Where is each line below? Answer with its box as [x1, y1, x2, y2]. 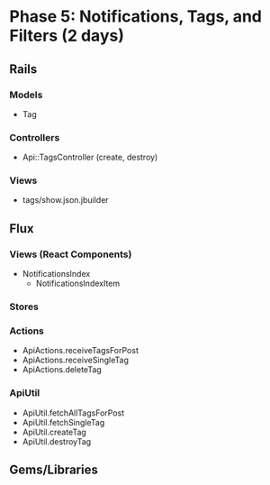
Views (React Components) [9, 248, 132, 261]
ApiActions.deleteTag [22, 364, 102, 375]
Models [9, 88, 43, 101]
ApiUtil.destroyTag [22, 435, 92, 447]
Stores [9, 300, 39, 313]
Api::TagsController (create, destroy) [22, 151, 158, 163]
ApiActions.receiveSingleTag [22, 354, 129, 366]
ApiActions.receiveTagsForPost [22, 345, 139, 356]
